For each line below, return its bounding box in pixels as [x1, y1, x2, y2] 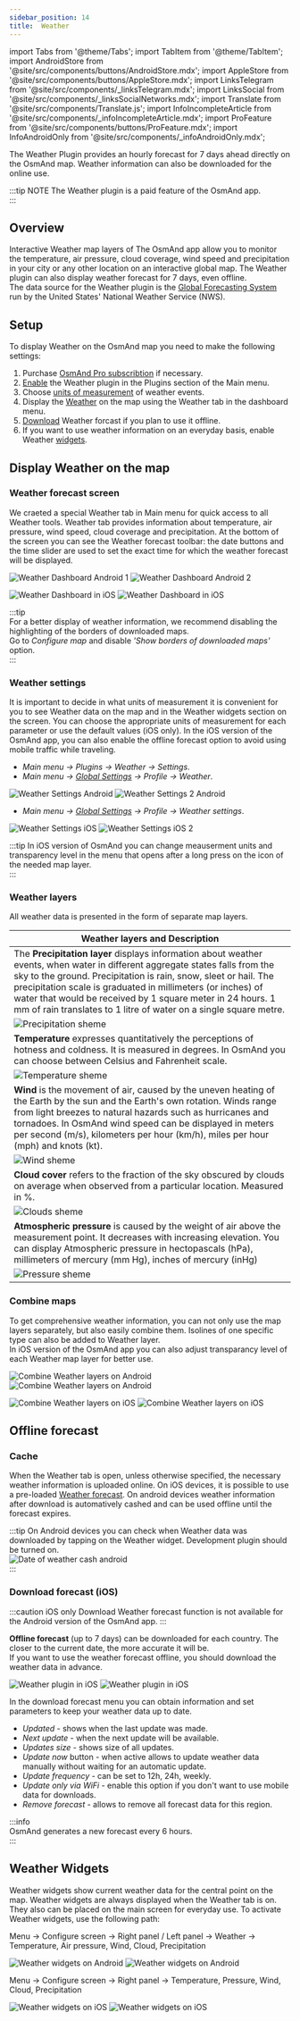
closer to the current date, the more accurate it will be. [9, 1642, 210, 1653]
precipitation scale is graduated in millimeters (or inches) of [13, 981, 263, 994]
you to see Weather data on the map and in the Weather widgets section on [9, 707, 287, 717]
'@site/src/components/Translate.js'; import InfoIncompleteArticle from [9, 103, 272, 113]
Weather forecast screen [9, 487, 121, 499]
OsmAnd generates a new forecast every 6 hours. [9, 1825, 193, 1836]
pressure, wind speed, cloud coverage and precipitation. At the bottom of [9, 526, 279, 537]
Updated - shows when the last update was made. [21, 1723, 208, 1733]
